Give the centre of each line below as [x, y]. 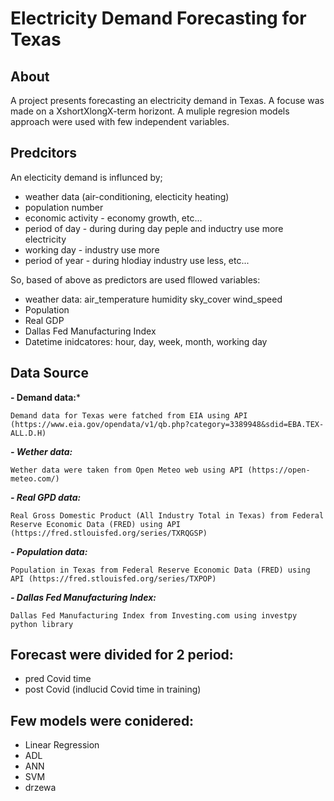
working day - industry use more [92, 249]
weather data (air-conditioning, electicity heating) [127, 196]
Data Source [49, 373]
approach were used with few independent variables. [120, 121]
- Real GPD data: [46, 497]
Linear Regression [62, 745]
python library [42, 624]
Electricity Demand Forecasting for [158, 18]
